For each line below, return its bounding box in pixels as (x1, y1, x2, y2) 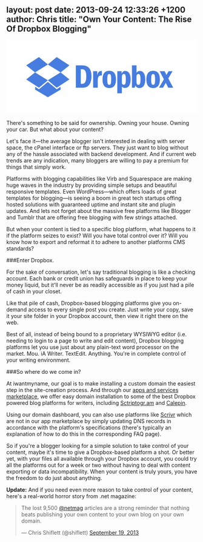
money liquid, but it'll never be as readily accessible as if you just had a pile (6, 281, 195, 288)
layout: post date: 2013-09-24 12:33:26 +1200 (6, 5, 186, 15)
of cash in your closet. (6, 288, 62, 295)
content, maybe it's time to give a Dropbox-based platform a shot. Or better (6, 449, 195, 456)
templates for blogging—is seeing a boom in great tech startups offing (6, 194, 182, 202)
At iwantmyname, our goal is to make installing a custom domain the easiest (6, 379, 196, 387)
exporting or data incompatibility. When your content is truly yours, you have (6, 467, 198, 475)
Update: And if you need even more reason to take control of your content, (6, 486, 193, 493)
